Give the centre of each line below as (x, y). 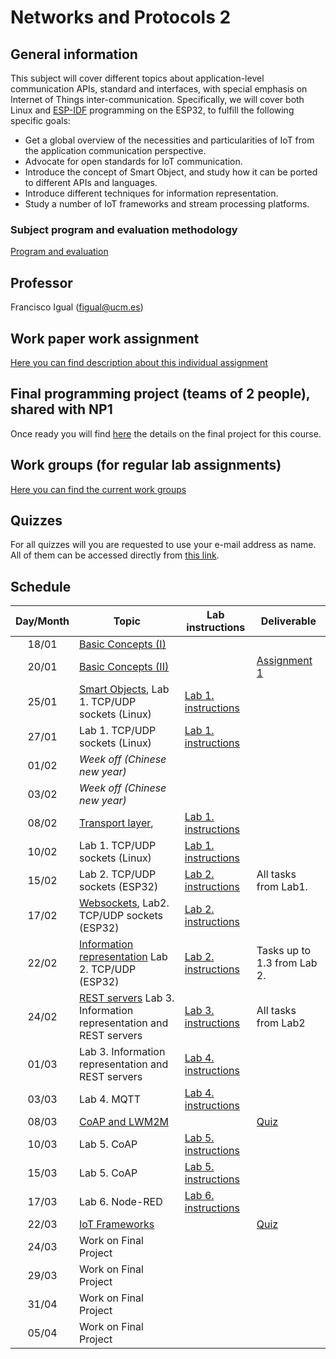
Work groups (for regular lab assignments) (146, 465)
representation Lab (123, 957)
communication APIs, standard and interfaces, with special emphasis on (159, 89)
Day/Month (42, 621)
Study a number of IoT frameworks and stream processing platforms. (167, 204)
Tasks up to (284, 951)
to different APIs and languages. (91, 182)
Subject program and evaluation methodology (124, 229)
